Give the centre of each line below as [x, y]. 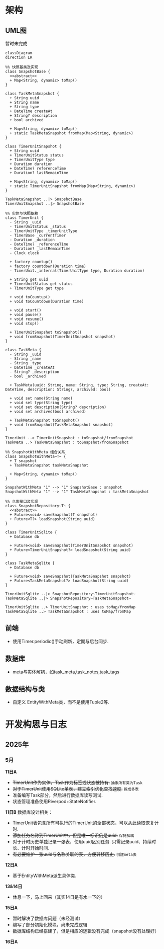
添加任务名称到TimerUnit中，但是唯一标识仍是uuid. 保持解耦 [73, 835]
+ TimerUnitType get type [37, 288]
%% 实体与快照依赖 [22, 213]
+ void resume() [27, 319]
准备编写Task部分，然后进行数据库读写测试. [57, 795]
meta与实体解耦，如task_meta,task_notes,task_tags [66, 672]
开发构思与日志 [36, 724]
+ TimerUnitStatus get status [41, 284]
